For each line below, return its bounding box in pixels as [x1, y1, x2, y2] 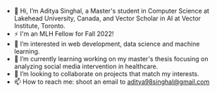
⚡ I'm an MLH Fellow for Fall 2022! [13, 30, 114, 38]
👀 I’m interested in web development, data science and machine [13, 39, 200, 48]
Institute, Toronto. [13, 22, 66, 30]
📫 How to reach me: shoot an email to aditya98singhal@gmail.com [13, 77, 210, 86]
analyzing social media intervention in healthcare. [13, 62, 159, 70]
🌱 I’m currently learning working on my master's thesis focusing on [13, 55, 209, 63]
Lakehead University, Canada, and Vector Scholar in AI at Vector [13, 14, 201, 23]
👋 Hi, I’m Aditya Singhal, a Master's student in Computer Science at [13, 7, 210, 15]
